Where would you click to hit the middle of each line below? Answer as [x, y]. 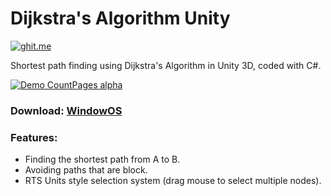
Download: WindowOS [66, 110]
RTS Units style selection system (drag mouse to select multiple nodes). [173, 181]
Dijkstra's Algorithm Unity [120, 18]
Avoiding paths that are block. [86, 170]
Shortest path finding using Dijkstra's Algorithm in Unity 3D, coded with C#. [166, 65]
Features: [34, 137]
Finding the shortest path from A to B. [102, 159]
